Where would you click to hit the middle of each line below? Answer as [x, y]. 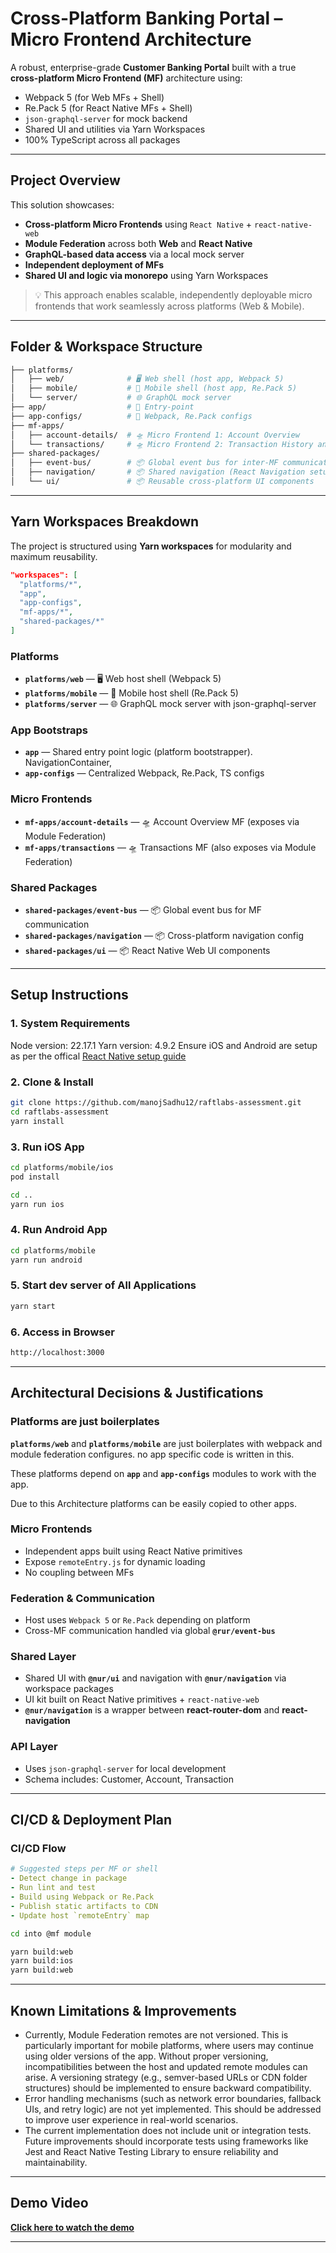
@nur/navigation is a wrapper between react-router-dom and [152, 1710]
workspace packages [69, 1689]
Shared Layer [43, 1657]
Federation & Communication [82, 1598]
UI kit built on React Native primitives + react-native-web [142, 1699]
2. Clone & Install [52, 1082]
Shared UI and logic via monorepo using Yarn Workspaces [146, 275]
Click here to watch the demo [72, 2227]
